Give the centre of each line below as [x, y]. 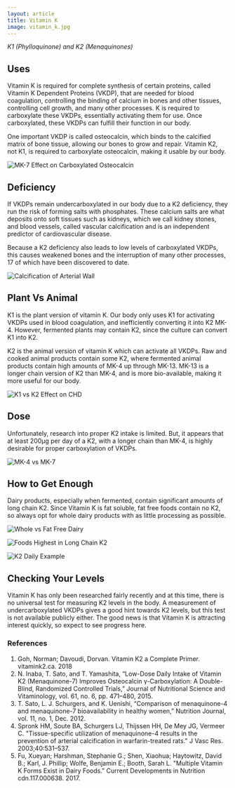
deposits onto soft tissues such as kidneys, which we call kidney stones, [112, 219]
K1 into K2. [23, 337]
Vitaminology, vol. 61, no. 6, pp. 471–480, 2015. [85, 696]
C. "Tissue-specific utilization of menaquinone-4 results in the [107, 733]
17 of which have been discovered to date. [68, 262]
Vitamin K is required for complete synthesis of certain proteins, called [109, 86]
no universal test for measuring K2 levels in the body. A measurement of [112, 603]
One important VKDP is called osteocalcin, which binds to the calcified [109, 137]
